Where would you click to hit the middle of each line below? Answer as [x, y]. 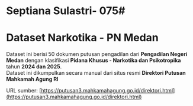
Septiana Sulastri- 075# [66, 11]
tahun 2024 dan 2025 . [34, 67]
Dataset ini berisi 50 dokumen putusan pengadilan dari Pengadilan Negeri [97, 54]
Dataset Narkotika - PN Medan [82, 38]
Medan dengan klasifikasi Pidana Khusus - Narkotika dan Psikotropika [94, 61]
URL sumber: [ [24, 91]
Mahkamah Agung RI [32, 79]
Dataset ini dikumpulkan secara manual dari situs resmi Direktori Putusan [96, 73]
